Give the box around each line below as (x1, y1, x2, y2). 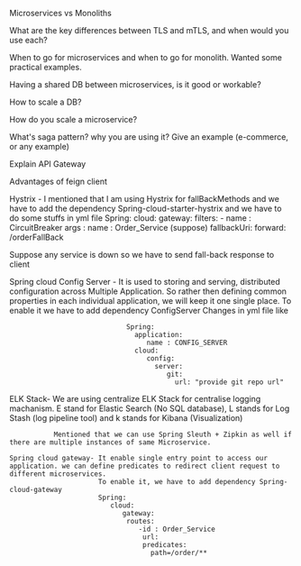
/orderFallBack (9, 232, 64, 242)
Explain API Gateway (9, 159, 87, 169)
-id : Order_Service (138, 525, 216, 534)
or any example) (9, 141, 70, 151)
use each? (9, 35, 48, 45)
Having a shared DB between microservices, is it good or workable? (9, 79, 261, 89)
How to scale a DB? (9, 96, 82, 107)
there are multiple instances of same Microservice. (9, 438, 212, 447)
